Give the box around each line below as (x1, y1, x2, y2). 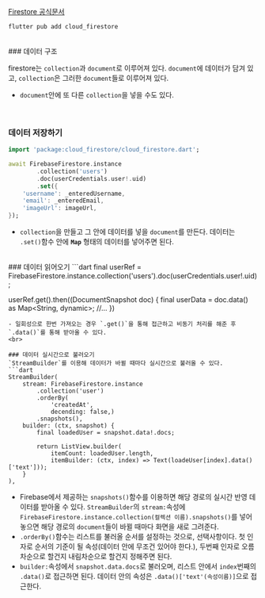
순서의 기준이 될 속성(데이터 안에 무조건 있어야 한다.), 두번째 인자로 (34, 542, 240, 551)
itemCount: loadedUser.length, (50, 450, 154, 458)
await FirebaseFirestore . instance (8, 160, 123, 168)
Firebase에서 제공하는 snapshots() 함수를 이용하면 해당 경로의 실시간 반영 (19, 493, 248, 502)
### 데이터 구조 (8, 46, 58, 56)
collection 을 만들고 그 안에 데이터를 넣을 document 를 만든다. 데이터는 (19, 227, 236, 236)
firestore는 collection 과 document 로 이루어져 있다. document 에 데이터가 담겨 (8, 63, 246, 73)
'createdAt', (50, 401, 93, 409)
